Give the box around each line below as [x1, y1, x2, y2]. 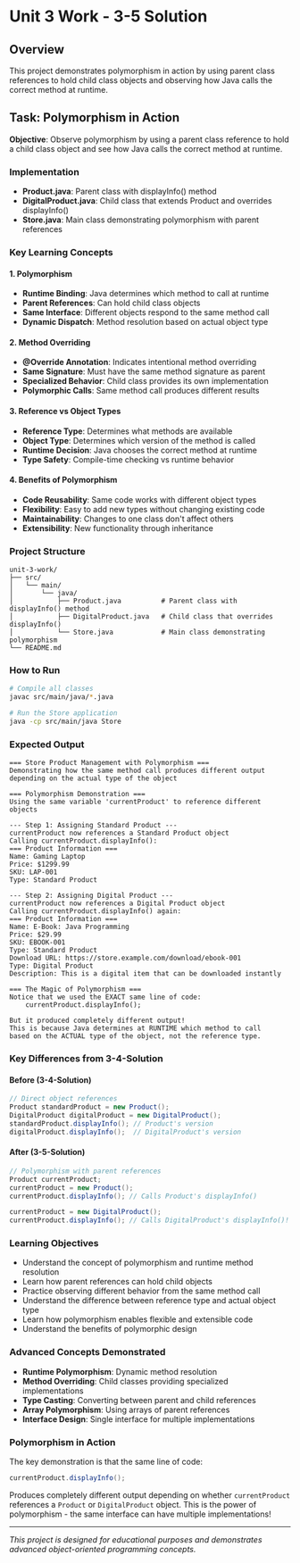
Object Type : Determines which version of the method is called [21, 435, 256, 445]
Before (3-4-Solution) [9, 1074, 92, 1085]
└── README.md [9, 644, 62, 653]
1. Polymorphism [9, 268, 73, 279]
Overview [9, 42, 65, 57]
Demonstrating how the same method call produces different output [9, 766, 266, 776]
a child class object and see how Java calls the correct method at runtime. [9, 143, 283, 154]
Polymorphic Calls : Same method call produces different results [21, 386, 260, 396]
